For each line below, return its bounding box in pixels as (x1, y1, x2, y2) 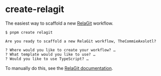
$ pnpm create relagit (5, 30, 53, 35)
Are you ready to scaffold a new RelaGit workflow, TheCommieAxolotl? (5, 39, 156, 44)
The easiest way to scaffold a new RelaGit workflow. (5, 20, 114, 26)
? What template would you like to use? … (5, 52, 96, 57)
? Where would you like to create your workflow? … (5, 47, 116, 52)
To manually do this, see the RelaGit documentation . (5, 65, 113, 71)
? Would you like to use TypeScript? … (5, 56, 89, 61)
